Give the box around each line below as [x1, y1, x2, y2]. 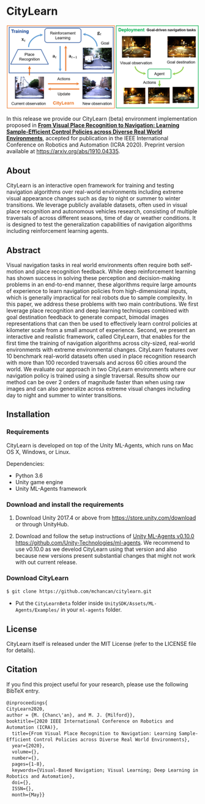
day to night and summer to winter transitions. [6, 392, 122, 399]
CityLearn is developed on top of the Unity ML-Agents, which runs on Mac [6, 441, 194, 449]
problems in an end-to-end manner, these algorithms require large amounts [6, 281, 197, 289]
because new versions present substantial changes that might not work [15, 552, 196, 559]
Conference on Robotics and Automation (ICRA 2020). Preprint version [6, 141, 185, 148]
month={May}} [12, 792, 45, 798]
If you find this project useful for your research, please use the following [6, 680, 188, 688]
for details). [6, 647, 35, 654]
